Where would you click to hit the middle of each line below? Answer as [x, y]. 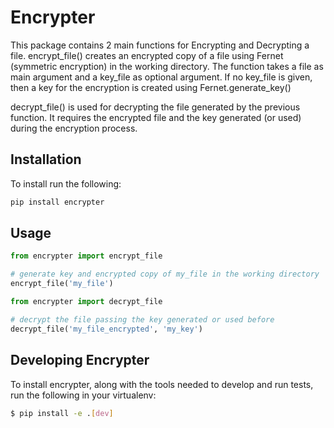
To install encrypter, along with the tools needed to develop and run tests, [162, 384]
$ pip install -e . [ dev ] [62, 413]
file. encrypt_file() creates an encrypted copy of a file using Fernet [147, 55]
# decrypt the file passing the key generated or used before [142, 319]
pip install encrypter [57, 202]
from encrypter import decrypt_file [86, 302]
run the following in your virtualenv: [83, 395]
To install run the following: [66, 183]
